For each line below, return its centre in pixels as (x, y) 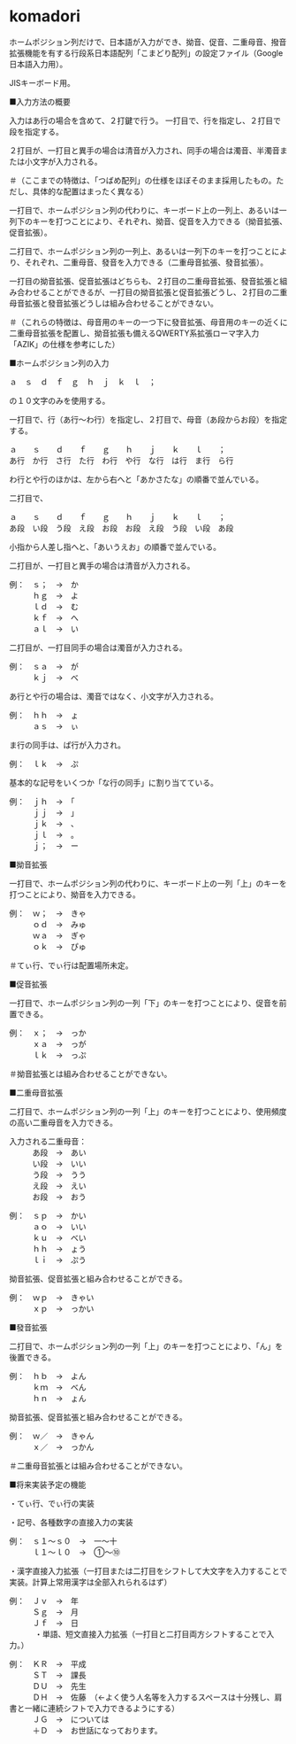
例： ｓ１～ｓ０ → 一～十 (63, 1541)
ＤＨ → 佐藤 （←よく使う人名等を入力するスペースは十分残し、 (154, 1697)
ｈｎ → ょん (59, 1398)
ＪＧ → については (71, 1719)
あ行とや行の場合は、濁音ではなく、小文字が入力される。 (114, 696)
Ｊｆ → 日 (56, 1623)
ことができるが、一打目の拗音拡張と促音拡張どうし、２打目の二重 (167, 292)
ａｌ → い (56, 628)
